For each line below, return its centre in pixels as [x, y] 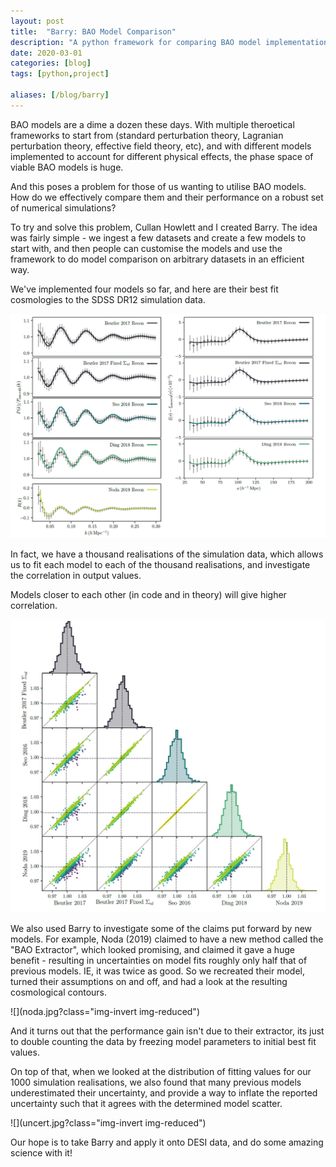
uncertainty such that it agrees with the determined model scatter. [146, 1104]
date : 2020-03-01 [46, 53]
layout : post [37, 21]
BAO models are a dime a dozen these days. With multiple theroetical [152, 124]
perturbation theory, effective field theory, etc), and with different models [161, 146]
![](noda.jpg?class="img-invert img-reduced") [105, 1012]
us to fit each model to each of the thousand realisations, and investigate [160, 564]
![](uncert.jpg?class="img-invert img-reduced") [108, 1123]
